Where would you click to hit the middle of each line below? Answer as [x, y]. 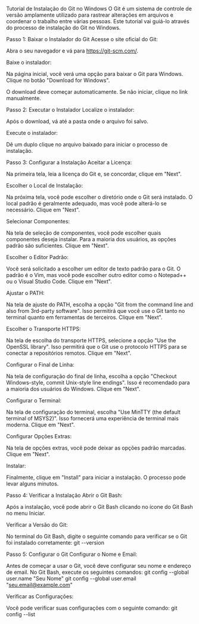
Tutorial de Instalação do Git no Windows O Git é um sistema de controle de [99, 9]
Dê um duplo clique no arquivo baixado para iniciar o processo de [87, 145]
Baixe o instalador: [29, 62]
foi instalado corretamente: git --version [55, 542]
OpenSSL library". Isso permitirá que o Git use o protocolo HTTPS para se [97, 347]
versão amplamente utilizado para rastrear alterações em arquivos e [90, 15]
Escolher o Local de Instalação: [45, 185]
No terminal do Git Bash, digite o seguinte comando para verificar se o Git [97, 536]
